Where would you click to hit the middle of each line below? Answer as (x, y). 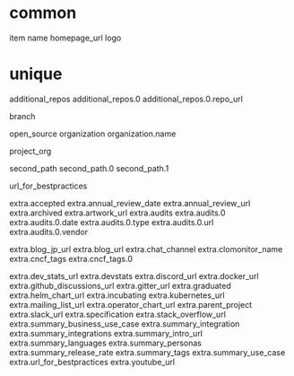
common (43, 13)
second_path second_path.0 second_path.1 (89, 168)
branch (22, 116)
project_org (30, 151)
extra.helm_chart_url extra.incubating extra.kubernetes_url (117, 295)
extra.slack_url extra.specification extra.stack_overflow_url (118, 314)
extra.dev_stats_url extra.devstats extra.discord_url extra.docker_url (134, 275)
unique (36, 74)
